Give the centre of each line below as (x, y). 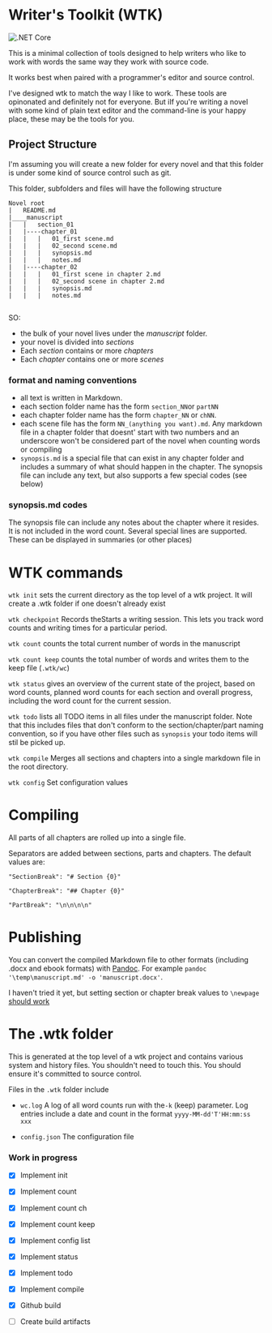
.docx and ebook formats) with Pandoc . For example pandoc (108, 969)
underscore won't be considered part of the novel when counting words (140, 441)
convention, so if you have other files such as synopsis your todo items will (133, 734)
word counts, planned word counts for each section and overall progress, (131, 692)
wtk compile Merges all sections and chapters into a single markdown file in (134, 758)
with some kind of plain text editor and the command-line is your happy (127, 110)
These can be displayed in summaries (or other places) (100, 540)
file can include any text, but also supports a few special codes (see (134, 475)
